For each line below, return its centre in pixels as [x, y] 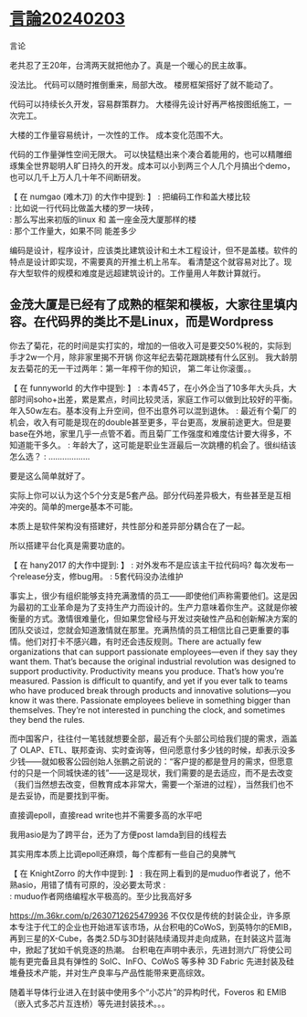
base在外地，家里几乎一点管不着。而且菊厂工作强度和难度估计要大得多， [147, 433]
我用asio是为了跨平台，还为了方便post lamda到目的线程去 [118, 834]
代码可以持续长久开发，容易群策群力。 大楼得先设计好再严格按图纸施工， [147, 104]
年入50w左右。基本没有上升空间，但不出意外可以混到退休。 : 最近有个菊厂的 [153, 410]
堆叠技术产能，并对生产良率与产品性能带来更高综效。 [110, 972]
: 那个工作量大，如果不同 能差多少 [73, 230]
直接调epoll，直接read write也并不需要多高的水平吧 [106, 815]
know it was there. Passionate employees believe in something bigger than [150, 700]
